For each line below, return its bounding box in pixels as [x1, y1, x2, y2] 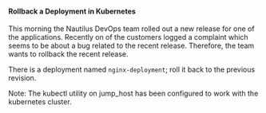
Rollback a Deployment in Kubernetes [8, 6, 136, 16]
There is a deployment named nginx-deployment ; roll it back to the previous [8, 64, 256, 75]
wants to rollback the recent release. [8, 49, 129, 59]
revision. [8, 73, 37, 83]
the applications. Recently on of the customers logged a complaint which [8, 33, 249, 42]
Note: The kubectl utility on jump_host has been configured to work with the [8, 88, 259, 99]
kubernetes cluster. [8, 97, 72, 107]
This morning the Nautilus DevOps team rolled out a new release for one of [8, 24, 255, 33]
